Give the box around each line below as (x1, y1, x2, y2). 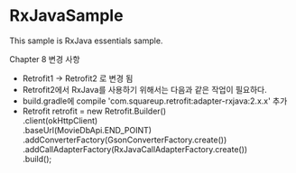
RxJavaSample (9, 5, 124, 26)
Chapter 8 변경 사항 (9, 53, 80, 64)
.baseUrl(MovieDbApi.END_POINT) (22, 124, 152, 135)
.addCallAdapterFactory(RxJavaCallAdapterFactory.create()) (22, 143, 248, 154)
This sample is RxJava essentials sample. (9, 35, 163, 46)
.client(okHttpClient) (22, 114, 98, 126)
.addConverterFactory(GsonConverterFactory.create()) (22, 134, 227, 145)
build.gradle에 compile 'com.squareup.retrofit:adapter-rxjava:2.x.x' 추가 (22, 96, 288, 106)
